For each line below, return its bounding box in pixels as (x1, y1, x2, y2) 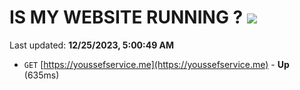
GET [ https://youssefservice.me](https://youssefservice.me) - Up (23, 58, 290, 70)
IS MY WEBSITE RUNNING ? (9, 6, 244, 29)
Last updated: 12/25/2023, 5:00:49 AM (9, 39, 175, 51)
